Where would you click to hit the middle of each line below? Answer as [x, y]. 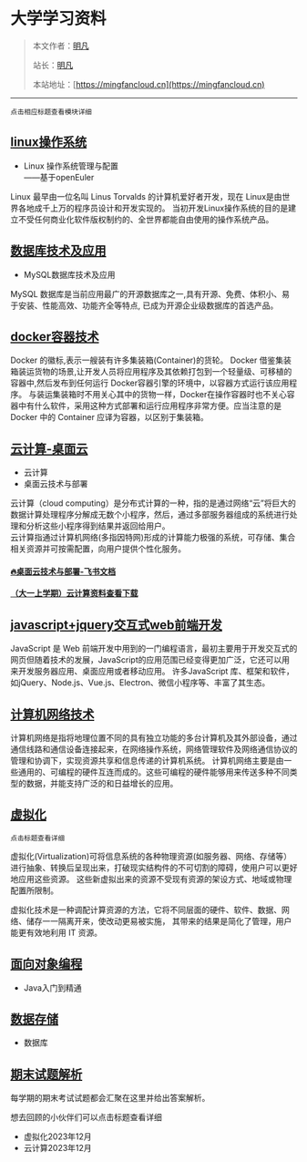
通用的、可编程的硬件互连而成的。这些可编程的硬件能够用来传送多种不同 [153, 772]
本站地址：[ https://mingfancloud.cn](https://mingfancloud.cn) [148, 84]
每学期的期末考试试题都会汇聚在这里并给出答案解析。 [110, 1098]
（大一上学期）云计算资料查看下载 [74, 593]
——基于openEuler [59, 177]
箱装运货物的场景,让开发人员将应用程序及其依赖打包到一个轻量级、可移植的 [151, 372]
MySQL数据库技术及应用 [69, 274]
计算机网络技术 [52, 714]
